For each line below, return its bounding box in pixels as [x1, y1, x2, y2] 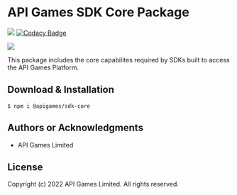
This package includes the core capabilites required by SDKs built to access [7, 55, 230, 64]
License [7, 161, 43, 173]
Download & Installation [7, 84, 115, 96]
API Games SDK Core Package [7, 4, 189, 21]
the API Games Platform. [7, 63, 79, 72]
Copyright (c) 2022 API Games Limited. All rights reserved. [7, 180, 180, 189]
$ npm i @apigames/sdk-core [7, 102, 91, 110]
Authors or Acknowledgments [7, 122, 144, 134]
